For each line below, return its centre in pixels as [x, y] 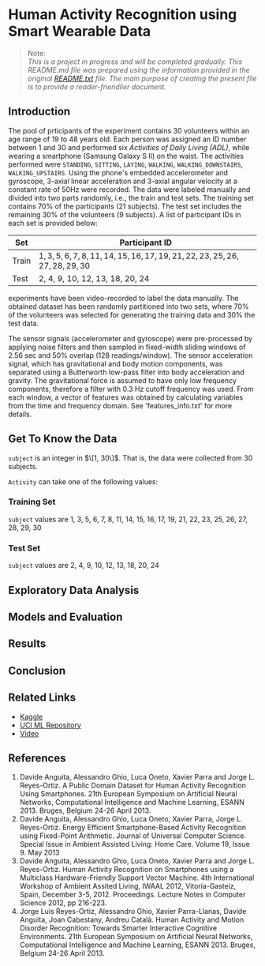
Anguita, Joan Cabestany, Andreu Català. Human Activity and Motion [132, 920]
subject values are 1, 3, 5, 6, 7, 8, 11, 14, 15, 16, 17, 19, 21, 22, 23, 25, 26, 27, [128, 519]
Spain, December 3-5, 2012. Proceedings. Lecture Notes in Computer [132, 895]
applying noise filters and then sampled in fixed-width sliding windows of [127, 347]
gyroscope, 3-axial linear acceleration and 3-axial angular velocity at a [123, 181]
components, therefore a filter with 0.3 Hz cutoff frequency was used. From [131, 389]
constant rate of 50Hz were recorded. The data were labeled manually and [129, 189]
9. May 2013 [39, 853]
